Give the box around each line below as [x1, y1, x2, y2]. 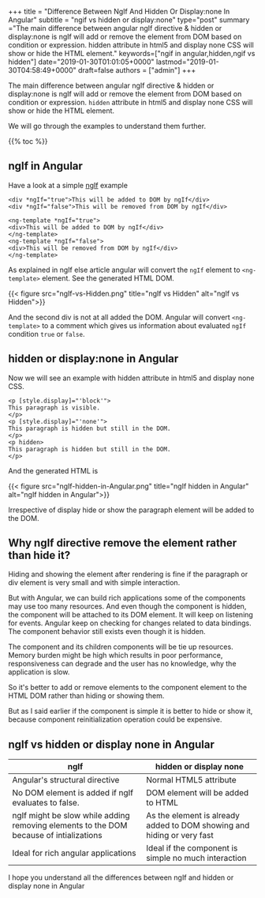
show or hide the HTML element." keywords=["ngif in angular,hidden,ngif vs [8, 49, 256, 58]
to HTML [145, 798, 179, 809]
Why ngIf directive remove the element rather [8, 537, 237, 550]
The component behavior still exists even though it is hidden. [8, 627, 207, 636]
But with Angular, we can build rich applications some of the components [8, 593, 246, 603]
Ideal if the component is [145, 843, 238, 854]
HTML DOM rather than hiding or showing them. [8, 691, 165, 700]
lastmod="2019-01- [155, 57, 219, 66]
